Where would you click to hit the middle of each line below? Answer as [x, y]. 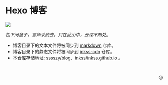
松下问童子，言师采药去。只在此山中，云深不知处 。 [58, 34]
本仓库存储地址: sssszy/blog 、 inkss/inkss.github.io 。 [67, 58]
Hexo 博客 [26, 10]
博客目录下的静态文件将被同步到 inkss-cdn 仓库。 [64, 51]
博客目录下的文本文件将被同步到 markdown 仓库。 [64, 45]
